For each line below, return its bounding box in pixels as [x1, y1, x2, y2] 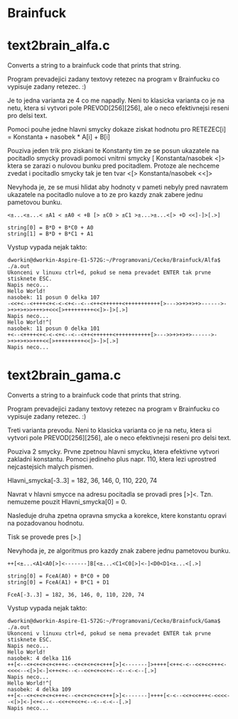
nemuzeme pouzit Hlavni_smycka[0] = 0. [7, 498, 127, 506]
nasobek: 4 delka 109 [7, 686, 72, 693]
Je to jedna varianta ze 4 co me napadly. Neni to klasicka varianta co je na [7, 96, 225, 105]
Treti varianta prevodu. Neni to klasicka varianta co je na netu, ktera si [7, 426, 212, 435]
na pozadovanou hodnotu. [7, 519, 85, 528]
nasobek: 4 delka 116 [7, 655, 72, 662]
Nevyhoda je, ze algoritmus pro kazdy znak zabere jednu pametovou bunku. [7, 546, 231, 555]
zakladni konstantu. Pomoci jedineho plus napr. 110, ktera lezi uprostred [7, 455, 217, 464]
